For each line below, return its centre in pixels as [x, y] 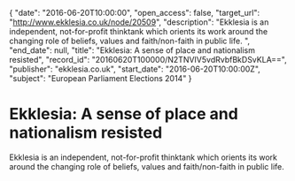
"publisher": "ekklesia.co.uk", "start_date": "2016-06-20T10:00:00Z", [135, 69]
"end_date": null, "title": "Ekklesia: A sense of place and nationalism [132, 50]
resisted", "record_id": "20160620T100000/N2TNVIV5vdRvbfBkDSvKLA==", [148, 60]
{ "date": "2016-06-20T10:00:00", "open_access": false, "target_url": [135, 13]
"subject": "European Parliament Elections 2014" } [101, 78]
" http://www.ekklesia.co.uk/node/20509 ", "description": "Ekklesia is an [139, 22]
